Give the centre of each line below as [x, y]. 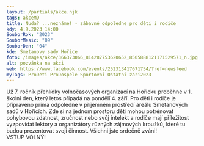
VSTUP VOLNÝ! [26, 137]
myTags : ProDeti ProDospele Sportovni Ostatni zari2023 [79, 75]
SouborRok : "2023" [30, 35]
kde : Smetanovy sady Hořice [42, 52]
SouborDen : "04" [27, 46]
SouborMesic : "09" [30, 40]
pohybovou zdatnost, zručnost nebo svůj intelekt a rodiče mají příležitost [98, 118]
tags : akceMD [23, 18]
